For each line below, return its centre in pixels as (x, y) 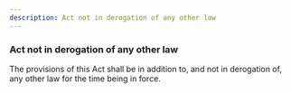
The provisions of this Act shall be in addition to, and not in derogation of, (146, 69)
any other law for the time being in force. (85, 79)
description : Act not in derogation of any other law (113, 18)
